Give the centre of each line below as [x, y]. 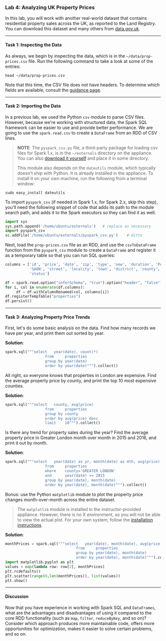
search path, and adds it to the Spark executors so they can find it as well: [81, 212]
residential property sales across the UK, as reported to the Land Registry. [81, 23]
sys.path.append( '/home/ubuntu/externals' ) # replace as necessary [78, 226]
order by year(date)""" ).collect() [82, 366]
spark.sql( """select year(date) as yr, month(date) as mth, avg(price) [83, 462]
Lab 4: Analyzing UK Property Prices [50, 7]
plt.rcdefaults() [23, 571]
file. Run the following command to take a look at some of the [91, 61]
